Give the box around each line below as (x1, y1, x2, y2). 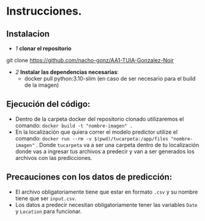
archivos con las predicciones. (15, 154, 93, 161)
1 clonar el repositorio (15, 45, 72, 52)
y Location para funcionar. (15, 208, 82, 215)
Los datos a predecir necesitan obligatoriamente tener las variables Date (15, 201, 198, 208)
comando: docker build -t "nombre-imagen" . (15, 121, 133, 129)
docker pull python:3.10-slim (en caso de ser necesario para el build (24, 75, 196, 82)
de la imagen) (24, 81, 59, 89)
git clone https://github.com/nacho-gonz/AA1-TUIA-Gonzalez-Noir (6, 57, 174, 63)
